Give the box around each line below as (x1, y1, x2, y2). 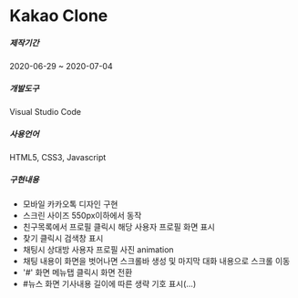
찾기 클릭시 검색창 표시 (22, 233, 104, 244)
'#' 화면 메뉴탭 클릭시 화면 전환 (22, 267, 133, 278)
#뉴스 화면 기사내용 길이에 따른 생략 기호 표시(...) (22, 279, 197, 290)
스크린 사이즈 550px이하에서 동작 (22, 211, 142, 221)
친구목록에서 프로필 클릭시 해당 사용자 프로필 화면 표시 (22, 221, 216, 232)
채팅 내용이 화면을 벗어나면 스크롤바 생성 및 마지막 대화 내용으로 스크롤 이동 (22, 256, 291, 267)
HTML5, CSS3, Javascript (9, 152, 107, 163)
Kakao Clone (9, 5, 108, 26)
